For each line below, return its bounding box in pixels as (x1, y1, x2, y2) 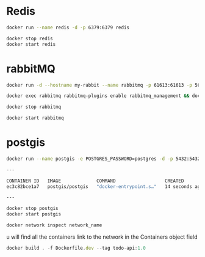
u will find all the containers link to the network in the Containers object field (6, 233, 198, 241)
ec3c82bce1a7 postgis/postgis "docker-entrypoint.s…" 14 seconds (6, 183, 192, 190)
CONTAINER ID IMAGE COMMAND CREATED (6, 178, 184, 184)
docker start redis (6, 41, 56, 47)
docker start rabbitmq (6, 115, 64, 121)
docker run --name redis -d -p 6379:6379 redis (6, 24, 130, 31)
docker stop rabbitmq (6, 104, 62, 110)
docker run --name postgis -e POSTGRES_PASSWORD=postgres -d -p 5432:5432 (6, 156, 201, 162)
